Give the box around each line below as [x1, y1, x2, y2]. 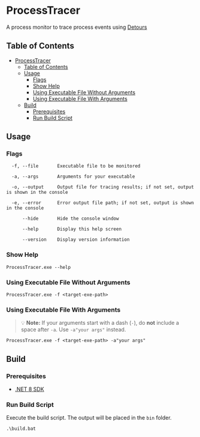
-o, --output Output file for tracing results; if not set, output [11, 184, 195, 190]
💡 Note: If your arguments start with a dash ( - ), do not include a [20, 319, 180, 327]
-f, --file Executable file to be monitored [11, 163, 141, 169]
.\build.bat [6, 426, 36, 432]
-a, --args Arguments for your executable [11, 173, 135, 180]
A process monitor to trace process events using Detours [6, 23, 147, 31]
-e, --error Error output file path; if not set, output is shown [11, 200, 195, 206]
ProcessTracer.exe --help [6, 264, 71, 270]
